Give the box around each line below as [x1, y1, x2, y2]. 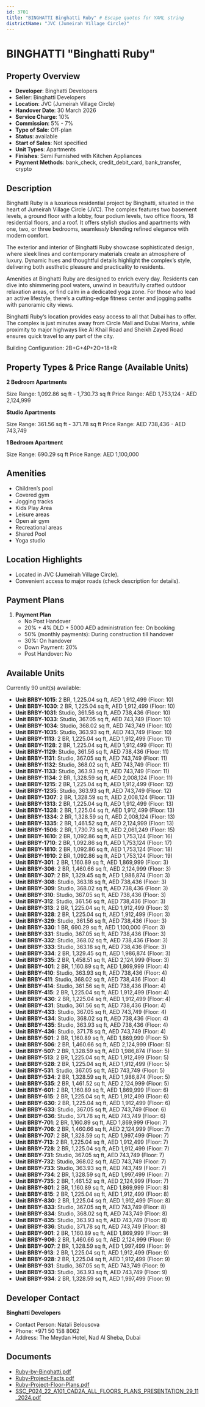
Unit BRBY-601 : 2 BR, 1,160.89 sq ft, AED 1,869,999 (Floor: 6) [15, 1086, 169, 1094]
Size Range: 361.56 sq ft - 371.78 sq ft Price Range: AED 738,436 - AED [6, 421, 186, 427]
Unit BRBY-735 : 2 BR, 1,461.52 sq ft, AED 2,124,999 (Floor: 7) [15, 1177, 169, 1185]
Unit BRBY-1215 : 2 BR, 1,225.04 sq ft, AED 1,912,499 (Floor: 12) [15, 781, 174, 788]
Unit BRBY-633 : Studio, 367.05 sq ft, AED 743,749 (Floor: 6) [15, 1106, 167, 1113]
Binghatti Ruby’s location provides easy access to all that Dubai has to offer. [6, 313, 197, 320]
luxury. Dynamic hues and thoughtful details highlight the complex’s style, [6, 257, 192, 264]
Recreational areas [15, 523, 63, 531]
